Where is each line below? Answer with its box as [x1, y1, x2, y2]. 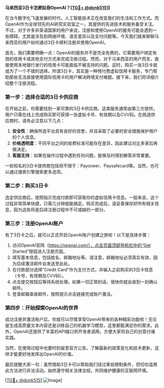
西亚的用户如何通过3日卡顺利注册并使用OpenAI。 [9, 39, 108, 45]
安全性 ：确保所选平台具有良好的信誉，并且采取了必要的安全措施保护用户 [12, 128, 158, 134]
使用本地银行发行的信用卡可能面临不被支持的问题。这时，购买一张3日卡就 [9, 62, 158, 68]
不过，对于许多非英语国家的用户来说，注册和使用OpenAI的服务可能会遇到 [5, 27, 153, 33]
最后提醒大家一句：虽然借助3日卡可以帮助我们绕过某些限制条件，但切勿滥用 [5, 362, 158, 368]
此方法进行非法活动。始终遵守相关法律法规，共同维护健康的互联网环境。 [5, 368, 150, 373]
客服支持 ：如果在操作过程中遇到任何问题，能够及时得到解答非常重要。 [12, 153, 154, 158]
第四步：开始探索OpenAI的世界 [5, 304, 79, 311]
